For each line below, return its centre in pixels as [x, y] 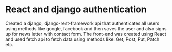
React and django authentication [76, 9]
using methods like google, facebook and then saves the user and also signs [86, 28]
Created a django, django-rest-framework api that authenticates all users [82, 23]
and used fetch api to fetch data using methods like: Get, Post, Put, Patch [82, 39]
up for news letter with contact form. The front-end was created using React [86, 34]
